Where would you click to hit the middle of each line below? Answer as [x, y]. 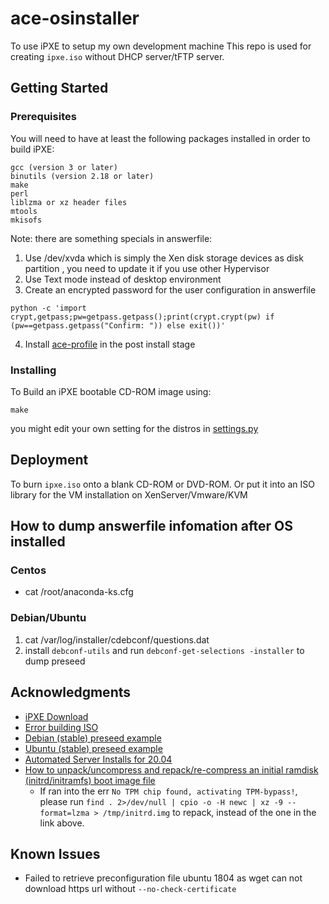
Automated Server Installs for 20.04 [98, 759]
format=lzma [64, 813]
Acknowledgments [71, 692]
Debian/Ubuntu [48, 618]
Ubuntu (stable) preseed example [93, 748]
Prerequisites [43, 117]
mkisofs [26, 220]
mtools [24, 211]
